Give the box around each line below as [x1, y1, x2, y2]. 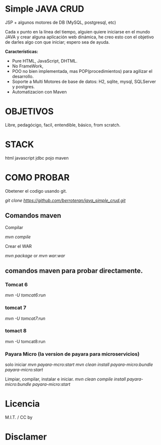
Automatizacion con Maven [12, 89, 67, 95]
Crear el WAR [5, 243, 32, 249]
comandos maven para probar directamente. [5, 266, 143, 275]
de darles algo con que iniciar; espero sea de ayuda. [5, 39, 110, 45]
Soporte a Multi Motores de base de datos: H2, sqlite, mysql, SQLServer [12, 79, 156, 84]
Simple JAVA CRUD [5, 3, 84, 15]
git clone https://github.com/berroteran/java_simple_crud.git [5, 198, 126, 203]
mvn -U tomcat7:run [5, 315, 46, 321]
